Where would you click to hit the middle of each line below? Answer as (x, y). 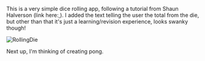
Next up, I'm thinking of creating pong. (55, 51)
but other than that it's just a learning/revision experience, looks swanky (97, 21)
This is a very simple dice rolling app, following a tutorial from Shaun (92, 9)
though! (16, 28)
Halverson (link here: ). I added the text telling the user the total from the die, (103, 15)
